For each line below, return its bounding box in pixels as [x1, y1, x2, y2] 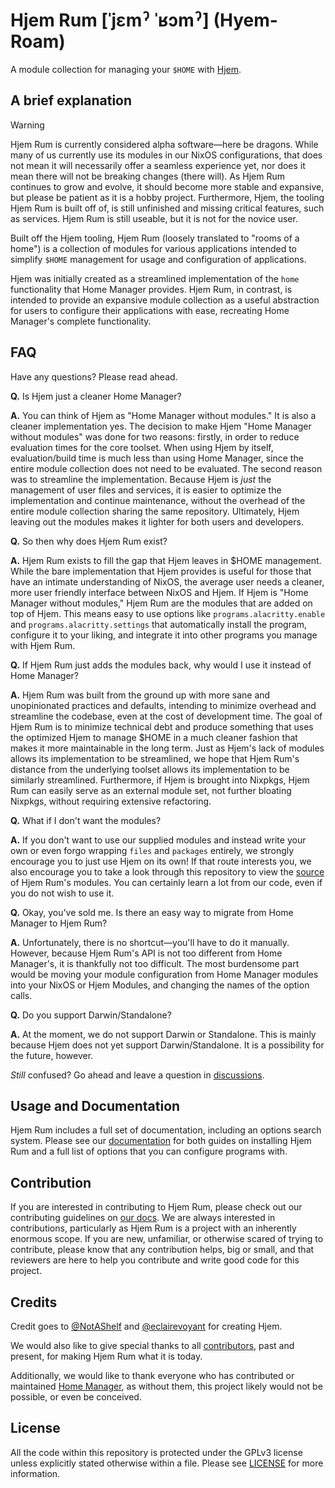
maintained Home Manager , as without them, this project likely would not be [10, 1380, 323, 1392]
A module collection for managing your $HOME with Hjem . [10, 63, 242, 75]
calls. [10, 989, 33, 1001]
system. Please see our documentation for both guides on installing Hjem [10, 1135, 312, 1147]
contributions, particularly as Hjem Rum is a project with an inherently [10, 1222, 297, 1234]
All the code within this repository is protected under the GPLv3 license [10, 1446, 303, 1458]
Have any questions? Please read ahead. [10, 370, 178, 383]
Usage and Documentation [10, 1097, 181, 1114]
